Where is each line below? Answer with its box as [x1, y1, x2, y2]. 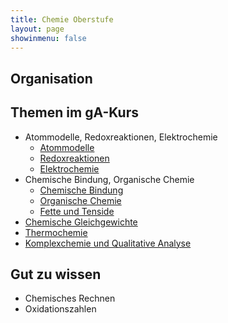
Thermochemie [24, 226, 88, 238]
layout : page [10, 24, 65, 34]
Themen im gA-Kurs [10, 104, 139, 121]
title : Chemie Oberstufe [10, 14, 114, 25]
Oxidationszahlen [24, 303, 97, 315]
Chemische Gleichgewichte [24, 216, 138, 228]
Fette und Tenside [39, 205, 115, 217]
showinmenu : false [10, 33, 87, 43]
